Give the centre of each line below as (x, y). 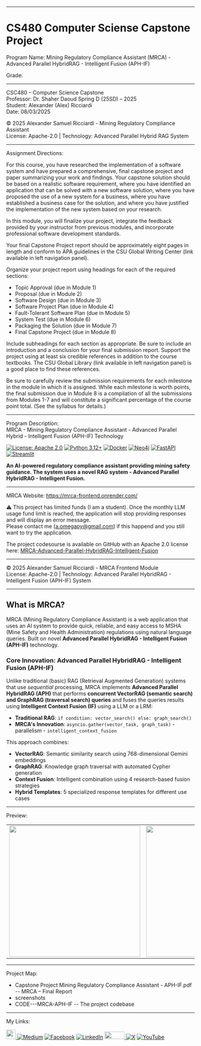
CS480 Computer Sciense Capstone (98, 28)
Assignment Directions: (35, 153)
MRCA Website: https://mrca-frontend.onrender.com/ (72, 495)
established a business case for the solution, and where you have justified (98, 203)
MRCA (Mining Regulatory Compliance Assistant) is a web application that (97, 619)
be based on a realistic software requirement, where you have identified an (99, 184)
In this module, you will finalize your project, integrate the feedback (89, 221)
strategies (27, 786)
